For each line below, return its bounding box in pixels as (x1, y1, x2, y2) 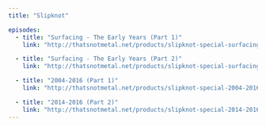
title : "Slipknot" (8, 11, 69, 20)
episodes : (8, 25, 41, 34)
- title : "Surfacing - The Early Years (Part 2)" (15, 55, 182, 63)
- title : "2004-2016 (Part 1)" (15, 77, 119, 85)
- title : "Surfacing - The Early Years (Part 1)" (15, 33, 182, 41)
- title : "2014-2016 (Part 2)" (15, 98, 119, 106)
